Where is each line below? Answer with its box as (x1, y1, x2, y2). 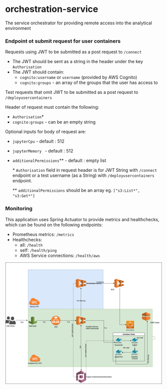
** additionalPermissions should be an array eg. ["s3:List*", (12, 187, 140, 193)
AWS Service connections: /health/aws (19, 252, 100, 258)
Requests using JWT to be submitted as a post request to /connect (5, 49, 142, 55)
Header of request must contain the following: (5, 104, 99, 110)
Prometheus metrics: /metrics (12, 231, 75, 237)
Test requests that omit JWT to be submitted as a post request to (5, 89, 138, 95)
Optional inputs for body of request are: (5, 129, 86, 135)
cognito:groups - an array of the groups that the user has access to (19, 79, 158, 85)
